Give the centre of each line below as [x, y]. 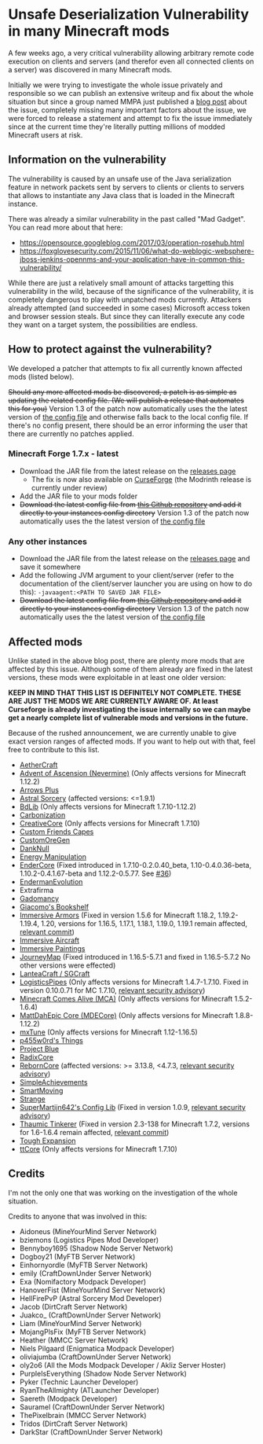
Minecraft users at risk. [46, 134]
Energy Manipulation [53, 856]
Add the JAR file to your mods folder [79, 496]
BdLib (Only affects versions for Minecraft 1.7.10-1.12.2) [108, 807]
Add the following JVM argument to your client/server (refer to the [126, 575]
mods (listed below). [41, 377]
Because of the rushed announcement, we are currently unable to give [122, 733]
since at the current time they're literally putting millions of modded [117, 127]
